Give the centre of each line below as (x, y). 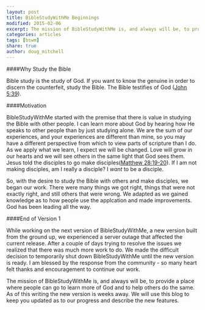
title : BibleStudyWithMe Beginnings (53, 18)
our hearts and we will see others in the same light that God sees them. (96, 156)
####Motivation (27, 105)
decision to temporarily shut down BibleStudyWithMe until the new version (100, 256)
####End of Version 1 (34, 218)
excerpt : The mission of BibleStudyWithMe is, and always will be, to (98, 29)
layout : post (23, 12)
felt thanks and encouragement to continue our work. (73, 269)
